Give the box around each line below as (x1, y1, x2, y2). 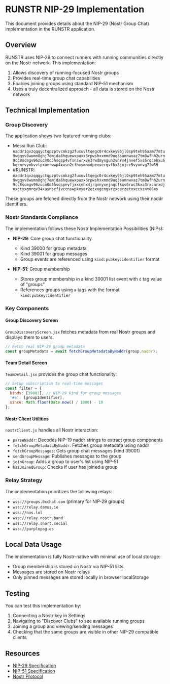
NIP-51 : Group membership (12, 266, 70, 272)
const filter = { (5, 386, 42, 391)
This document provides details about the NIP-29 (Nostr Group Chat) (5, 20, 150, 27)
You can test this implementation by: (5, 603, 82, 609)
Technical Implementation (5, 106, 90, 115)
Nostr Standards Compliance (5, 214, 79, 221)
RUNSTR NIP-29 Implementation (5, 4, 145, 15)
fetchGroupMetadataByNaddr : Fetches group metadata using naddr (12, 442, 150, 448)
